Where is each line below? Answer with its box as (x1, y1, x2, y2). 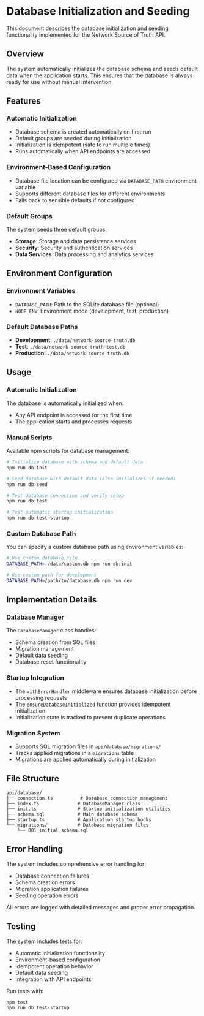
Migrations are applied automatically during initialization (15, 756, 156, 764)
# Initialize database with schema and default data (6, 459, 144, 465)
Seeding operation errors (15, 892, 79, 899)
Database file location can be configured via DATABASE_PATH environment (15, 176, 197, 184)
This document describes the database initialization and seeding (6, 25, 169, 32)
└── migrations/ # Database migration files (6, 822, 149, 828)
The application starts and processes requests (15, 418, 133, 425)
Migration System (6, 729, 60, 737)
